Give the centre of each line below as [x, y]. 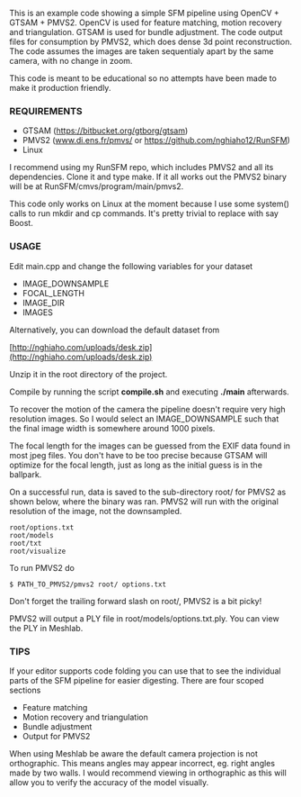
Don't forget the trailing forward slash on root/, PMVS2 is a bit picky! [136, 601]
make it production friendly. [60, 88]
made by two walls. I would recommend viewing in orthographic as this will [148, 773]
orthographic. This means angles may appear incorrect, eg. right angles [142, 763]
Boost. [21, 223]
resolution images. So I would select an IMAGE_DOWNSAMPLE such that [144, 419]
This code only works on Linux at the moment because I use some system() [150, 204]
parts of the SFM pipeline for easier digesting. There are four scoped [137, 680]
